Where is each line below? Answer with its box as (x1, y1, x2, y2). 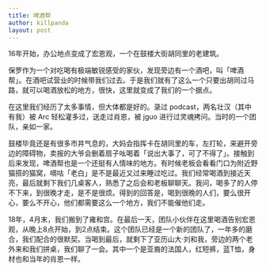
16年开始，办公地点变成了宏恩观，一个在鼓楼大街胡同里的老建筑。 (8, 49, 224, 58)
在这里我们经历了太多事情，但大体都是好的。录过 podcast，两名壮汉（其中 (8, 102, 252, 111)
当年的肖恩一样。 (28, 254, 85, 264)
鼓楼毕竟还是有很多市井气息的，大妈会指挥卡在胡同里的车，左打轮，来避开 (8, 139, 251, 149)
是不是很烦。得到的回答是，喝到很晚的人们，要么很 (77, 188, 244, 198)
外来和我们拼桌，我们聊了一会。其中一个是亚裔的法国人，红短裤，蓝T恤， (8, 244, 249, 254)
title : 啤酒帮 (8, 11, 51, 20)
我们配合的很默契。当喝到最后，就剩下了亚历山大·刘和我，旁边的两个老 (21, 235, 253, 244)
